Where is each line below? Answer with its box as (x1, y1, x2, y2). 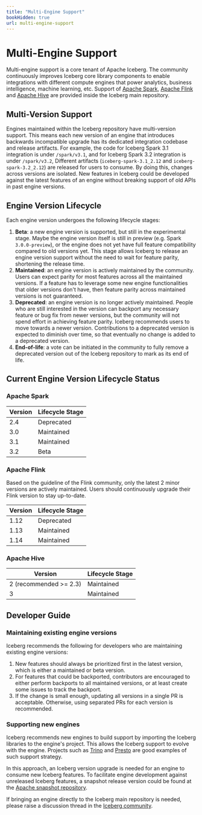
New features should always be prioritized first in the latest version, (14, 660, 183, 667)
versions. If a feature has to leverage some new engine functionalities (14, 279, 188, 287)
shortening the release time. (14, 260, 86, 267)
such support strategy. (6, 753, 63, 761)
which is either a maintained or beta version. (14, 666, 125, 674)
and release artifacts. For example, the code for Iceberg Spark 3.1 (6, 144, 169, 152)
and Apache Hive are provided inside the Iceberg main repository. (6, 92, 170, 99)
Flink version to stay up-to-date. (6, 491, 86, 499)
